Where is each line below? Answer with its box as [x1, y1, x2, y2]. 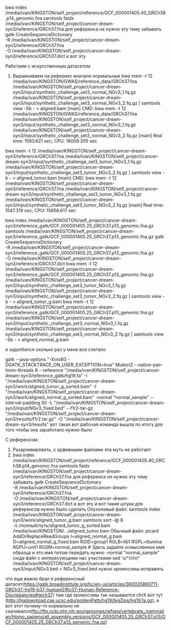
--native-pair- [134, 362, 163, 368]
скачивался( [5, 608, 33, 614]
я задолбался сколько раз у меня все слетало [5, 346, 106, 352]
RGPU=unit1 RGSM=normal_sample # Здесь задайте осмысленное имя [12, 544, 165, 550]
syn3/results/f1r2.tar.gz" [5, 416, 56, 422]
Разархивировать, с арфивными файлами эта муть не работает [12, 446, 151, 452]
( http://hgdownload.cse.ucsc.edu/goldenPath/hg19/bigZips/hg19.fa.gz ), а [5, 597, 159, 603]
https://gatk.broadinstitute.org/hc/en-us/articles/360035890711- [23, 581, 159, 587]
